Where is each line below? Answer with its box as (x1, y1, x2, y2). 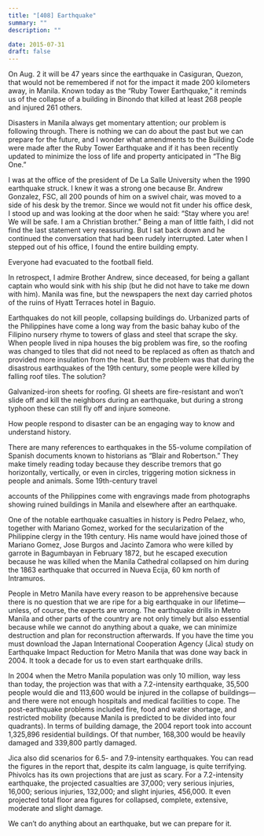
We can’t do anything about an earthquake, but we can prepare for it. (8, 819, 232, 828)
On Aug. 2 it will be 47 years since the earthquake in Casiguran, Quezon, (8, 69, 244, 79)
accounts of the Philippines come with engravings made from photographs (8, 492, 251, 501)
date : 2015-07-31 (8, 40, 65, 48)
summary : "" (8, 19, 47, 27)
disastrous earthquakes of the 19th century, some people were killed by (8, 363, 240, 373)
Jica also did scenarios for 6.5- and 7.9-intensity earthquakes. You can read (8, 753, 254, 763)
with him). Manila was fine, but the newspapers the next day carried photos (8, 289, 253, 299)
